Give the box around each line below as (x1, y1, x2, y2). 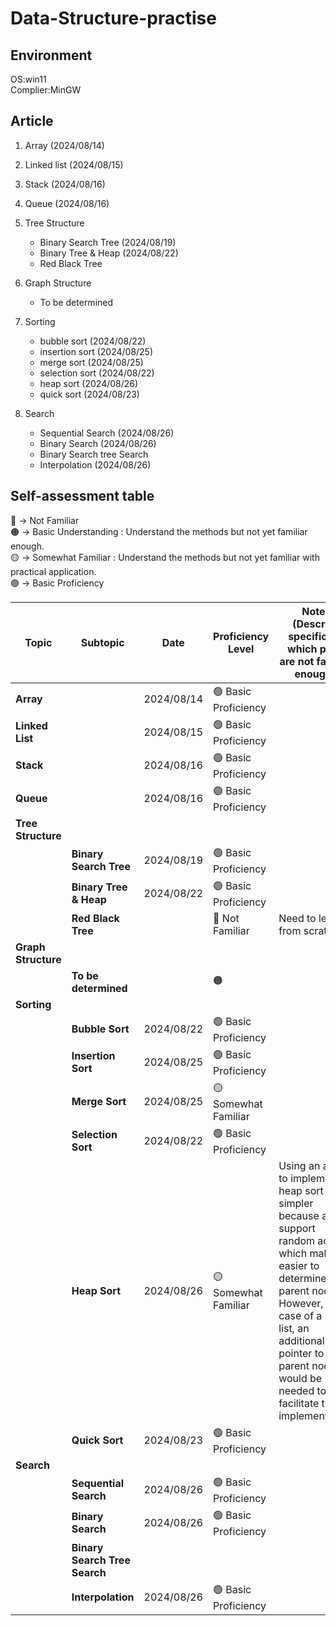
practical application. (10, 565, 97, 577)
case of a (278, 1308, 323, 1322)
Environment (10, 47, 93, 64)
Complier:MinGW (10, 84, 82, 96)
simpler (278, 1196, 314, 1210)
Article (10, 113, 54, 130)
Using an (278, 1158, 321, 1172)
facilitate (278, 1396, 320, 1410)
